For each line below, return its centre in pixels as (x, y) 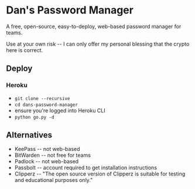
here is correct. (24, 50)
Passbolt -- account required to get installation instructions (85, 168)
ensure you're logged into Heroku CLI (60, 110)
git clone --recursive (42, 98)
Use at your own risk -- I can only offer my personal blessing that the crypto (98, 44)
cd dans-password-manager (46, 105)
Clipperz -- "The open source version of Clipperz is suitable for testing (100, 174)
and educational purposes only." (54, 180)
